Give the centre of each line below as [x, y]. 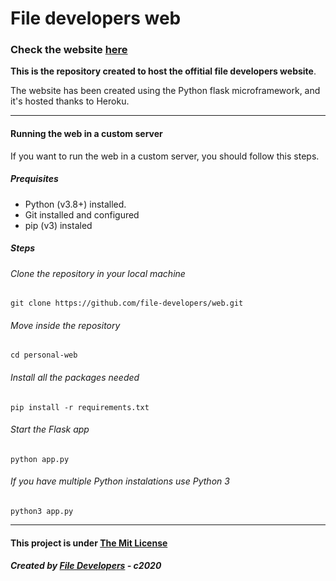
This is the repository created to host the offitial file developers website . [163, 71]
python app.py [40, 459]
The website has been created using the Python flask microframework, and [165, 91]
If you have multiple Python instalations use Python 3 [120, 481]
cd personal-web [44, 355]
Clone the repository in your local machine [98, 273]
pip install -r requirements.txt [80, 407]
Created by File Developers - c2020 [86, 566]
